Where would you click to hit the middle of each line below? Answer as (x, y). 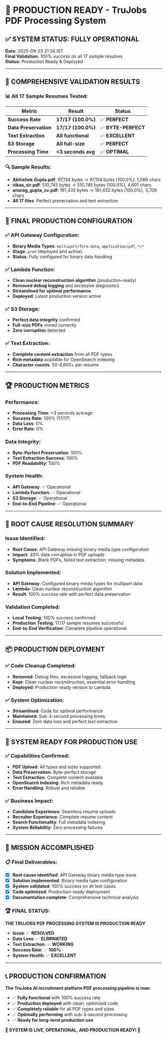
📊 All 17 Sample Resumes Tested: (47, 96)
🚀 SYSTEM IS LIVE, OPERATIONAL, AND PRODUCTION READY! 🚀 (73, 1030)
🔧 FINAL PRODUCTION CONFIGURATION (69, 221)
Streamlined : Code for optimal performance (57, 711)
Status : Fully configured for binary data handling (62, 257)
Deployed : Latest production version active (57, 296)
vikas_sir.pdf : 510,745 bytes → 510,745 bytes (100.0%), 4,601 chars (82, 185)
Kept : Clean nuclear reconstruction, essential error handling (74, 682)
